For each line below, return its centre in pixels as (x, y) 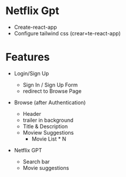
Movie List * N (49, 139)
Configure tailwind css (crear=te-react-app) (67, 33)
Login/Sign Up (31, 73)
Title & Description (45, 126)
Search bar (36, 161)
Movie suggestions (46, 168)
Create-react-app (35, 27)
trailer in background (48, 120)
